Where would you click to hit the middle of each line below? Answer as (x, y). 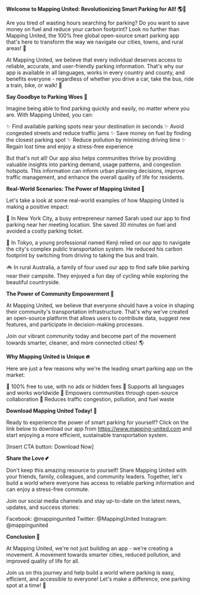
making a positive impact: (38, 207)
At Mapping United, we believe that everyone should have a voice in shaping (100, 305)
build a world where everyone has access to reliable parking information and (100, 483)
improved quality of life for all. (43, 561)
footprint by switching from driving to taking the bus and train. (83, 255)
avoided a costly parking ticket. (45, 231)
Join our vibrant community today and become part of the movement (91, 336)
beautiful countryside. (33, 282)
